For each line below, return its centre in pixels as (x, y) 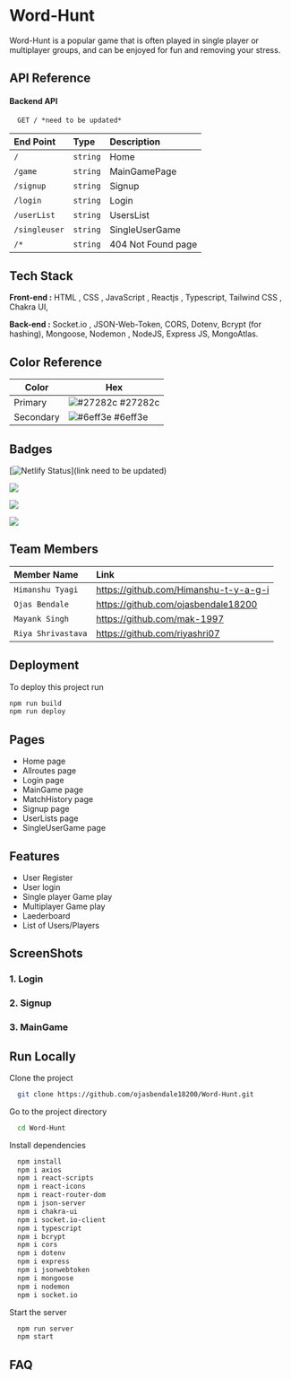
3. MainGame (39, 1027)
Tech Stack (41, 276)
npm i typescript (50, 1228)
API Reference (50, 79)
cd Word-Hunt (42, 1128)
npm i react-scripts (56, 1178)
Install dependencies (48, 1145)
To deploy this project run (57, 686)
